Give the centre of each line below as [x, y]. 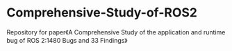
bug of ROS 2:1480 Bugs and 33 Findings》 [67, 40]
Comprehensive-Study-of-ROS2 [102, 13]
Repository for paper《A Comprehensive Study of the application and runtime [116, 32]
